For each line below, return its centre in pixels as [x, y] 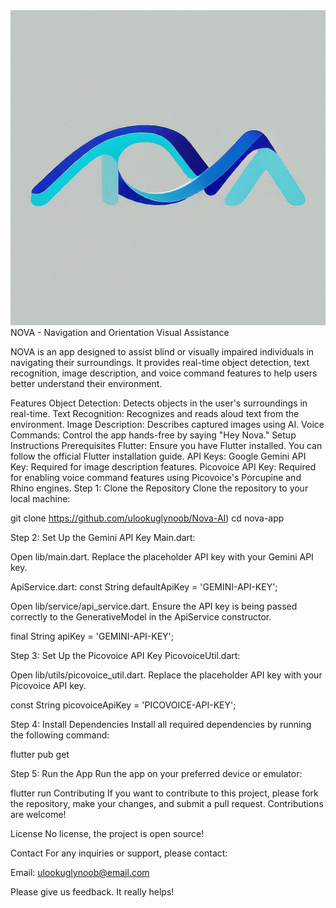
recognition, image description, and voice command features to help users [164, 373]
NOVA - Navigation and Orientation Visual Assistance [120, 332]
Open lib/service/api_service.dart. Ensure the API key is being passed [154, 606]
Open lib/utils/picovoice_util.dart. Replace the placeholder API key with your [166, 675]
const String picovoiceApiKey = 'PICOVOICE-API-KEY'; [123, 705]
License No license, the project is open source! [107, 833]
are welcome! [38, 814]
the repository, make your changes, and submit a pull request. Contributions [167, 803]
